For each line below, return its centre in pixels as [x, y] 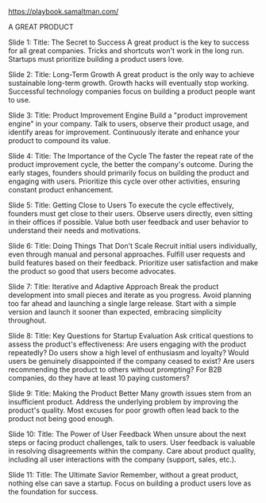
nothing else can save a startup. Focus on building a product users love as [130, 483]
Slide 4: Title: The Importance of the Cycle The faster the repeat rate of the [131, 156]
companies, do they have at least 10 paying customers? [99, 378]
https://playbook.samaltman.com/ [64, 12]
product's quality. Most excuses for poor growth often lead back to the [124, 410]
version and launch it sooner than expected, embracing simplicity [115, 312]
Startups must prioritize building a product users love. [96, 59]
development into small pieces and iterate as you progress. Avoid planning [130, 295]
